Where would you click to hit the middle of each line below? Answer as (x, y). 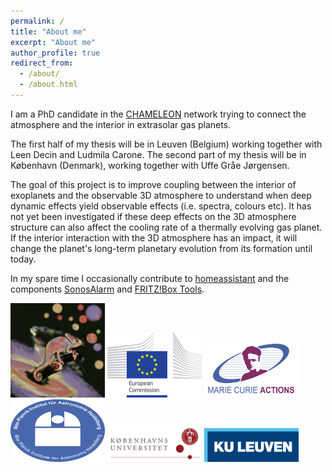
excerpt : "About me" (53, 42)
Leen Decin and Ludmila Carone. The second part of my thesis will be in (158, 154)
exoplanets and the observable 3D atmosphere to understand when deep (161, 195)
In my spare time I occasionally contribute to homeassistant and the (150, 278)
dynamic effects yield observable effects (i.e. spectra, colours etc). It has (161, 206)
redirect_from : (42, 63)
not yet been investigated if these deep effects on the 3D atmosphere (153, 216)
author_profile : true (55, 53)
